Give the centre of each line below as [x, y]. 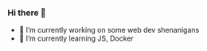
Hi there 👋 [27, 13]
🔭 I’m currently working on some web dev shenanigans [109, 30]
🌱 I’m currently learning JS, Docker [76, 38]
